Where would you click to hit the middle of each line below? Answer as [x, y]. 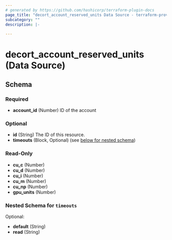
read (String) [26, 232]
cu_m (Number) [29, 181]
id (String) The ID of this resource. [49, 135]
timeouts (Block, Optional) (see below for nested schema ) [74, 140]
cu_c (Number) [29, 164]
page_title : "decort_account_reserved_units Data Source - [70, 15]
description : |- [23, 24]
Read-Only [19, 154]
